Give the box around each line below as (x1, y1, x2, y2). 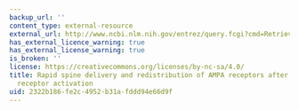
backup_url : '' (9, 12, 66, 22)
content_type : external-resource (9, 21, 133, 30)
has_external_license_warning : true (9, 46, 145, 55)
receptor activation (17, 79, 93, 88)
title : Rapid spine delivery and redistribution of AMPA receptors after (9, 71, 289, 80)
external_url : (9, 29, 62, 38)
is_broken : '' (9, 54, 62, 63)
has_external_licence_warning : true (9, 37, 145, 47)
